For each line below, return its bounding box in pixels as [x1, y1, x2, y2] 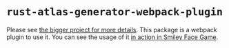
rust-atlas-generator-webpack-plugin [6, 5, 223, 19]
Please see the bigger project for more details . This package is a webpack [6, 25, 218, 34]
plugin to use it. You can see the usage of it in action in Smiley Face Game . [6, 33, 219, 41]
